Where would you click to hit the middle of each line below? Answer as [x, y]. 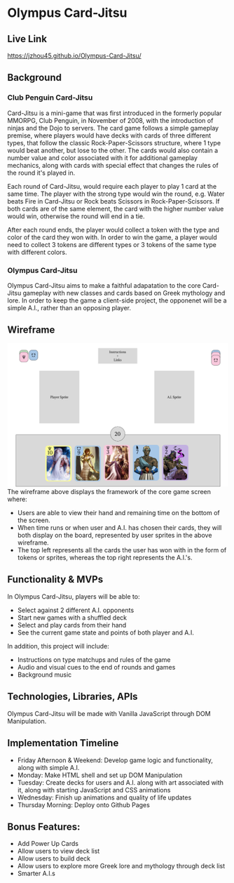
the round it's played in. [41, 173]
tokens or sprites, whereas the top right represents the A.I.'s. [105, 558]
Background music [44, 675]
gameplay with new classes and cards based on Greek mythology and [124, 293]
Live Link [27, 39]
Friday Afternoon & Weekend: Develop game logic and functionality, [115, 760]
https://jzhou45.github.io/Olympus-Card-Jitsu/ [74, 55]
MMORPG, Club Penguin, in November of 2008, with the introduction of [110, 120]
